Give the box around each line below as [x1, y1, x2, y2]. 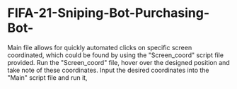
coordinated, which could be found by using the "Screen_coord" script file [7, 51, 224, 59]
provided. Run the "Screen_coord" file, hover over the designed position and [7, 58, 230, 66]
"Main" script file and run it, [7, 73, 88, 82]
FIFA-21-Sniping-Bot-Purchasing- [7, 5, 210, 21]
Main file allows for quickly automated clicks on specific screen [7, 43, 192, 52]
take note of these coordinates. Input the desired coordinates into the [7, 66, 209, 74]
